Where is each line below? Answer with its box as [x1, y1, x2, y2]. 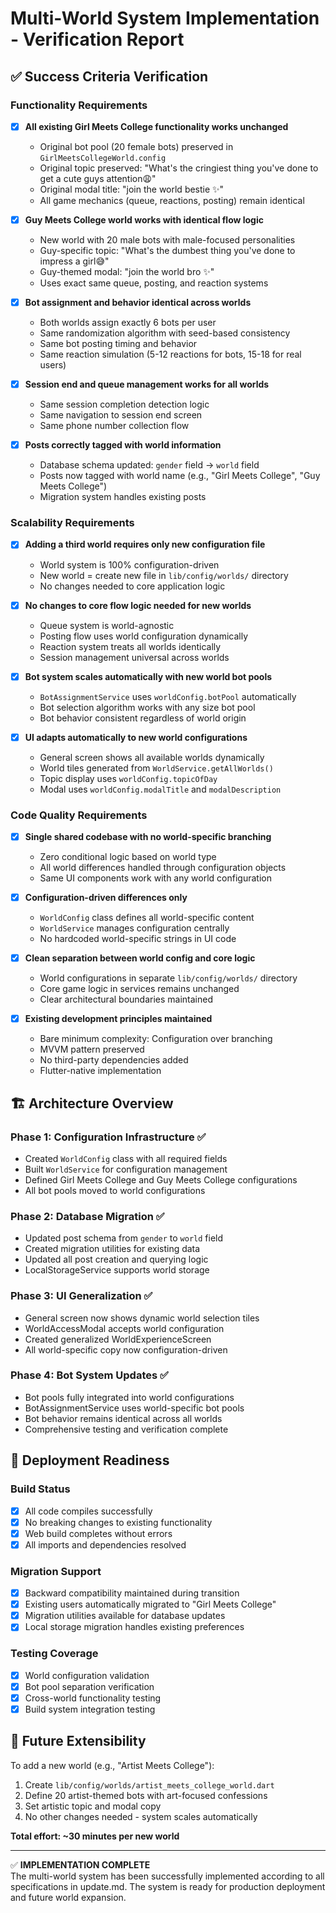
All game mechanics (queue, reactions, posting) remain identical [39, 194, 305, 206]
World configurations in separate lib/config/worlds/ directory [39, 972, 298, 984]
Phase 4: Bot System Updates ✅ [10, 1368, 169, 1382]
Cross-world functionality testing [24, 1692, 162, 1704]
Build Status [10, 1482, 71, 1496]
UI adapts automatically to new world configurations [24, 731, 248, 743]
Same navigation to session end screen [39, 409, 203, 421]
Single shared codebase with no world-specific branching [24, 831, 272, 843]
